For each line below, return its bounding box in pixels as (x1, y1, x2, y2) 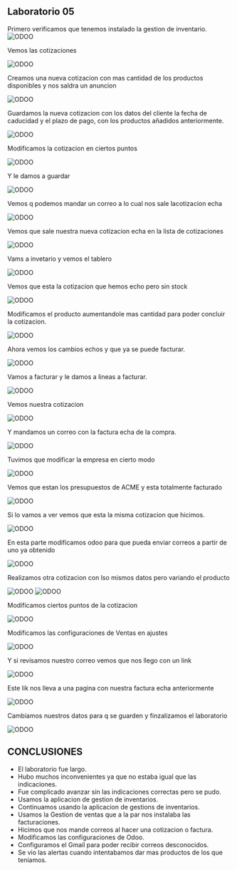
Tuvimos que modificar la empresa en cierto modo (7, 455, 155, 464)
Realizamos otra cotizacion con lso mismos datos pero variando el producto (7, 573, 230, 581)
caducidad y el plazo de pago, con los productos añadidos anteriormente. (7, 116, 224, 125)
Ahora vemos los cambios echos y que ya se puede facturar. (7, 345, 186, 353)
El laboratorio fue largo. (17, 765, 87, 773)
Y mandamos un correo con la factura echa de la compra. (7, 428, 177, 436)
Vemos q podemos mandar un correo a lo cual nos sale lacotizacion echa (7, 199, 223, 207)
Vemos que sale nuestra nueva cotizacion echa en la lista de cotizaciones (7, 227, 224, 235)
